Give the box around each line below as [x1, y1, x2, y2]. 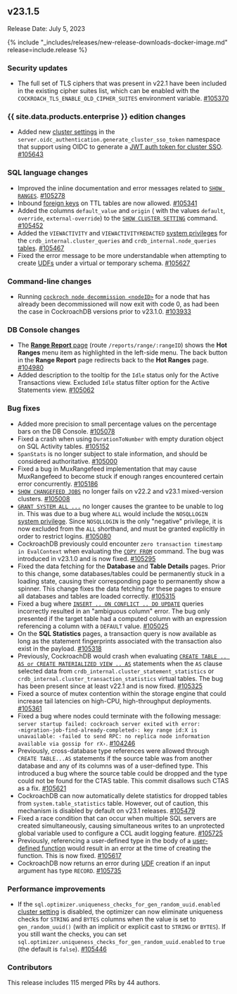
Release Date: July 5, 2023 [7, 24, 86, 32]
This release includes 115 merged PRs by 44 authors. [7, 978, 160, 987]
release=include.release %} [7, 45, 88, 54]
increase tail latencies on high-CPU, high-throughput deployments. [17, 697, 212, 705]
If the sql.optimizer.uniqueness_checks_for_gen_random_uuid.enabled [17, 900, 221, 908]
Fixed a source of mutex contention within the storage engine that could [17, 689, 226, 697]
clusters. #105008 [17, 494, 70, 503]
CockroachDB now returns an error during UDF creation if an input [17, 859, 210, 867]
